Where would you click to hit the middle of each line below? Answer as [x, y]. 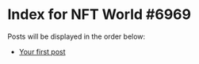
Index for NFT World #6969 [99, 15]
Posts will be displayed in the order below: [77, 36]
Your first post [42, 51]
